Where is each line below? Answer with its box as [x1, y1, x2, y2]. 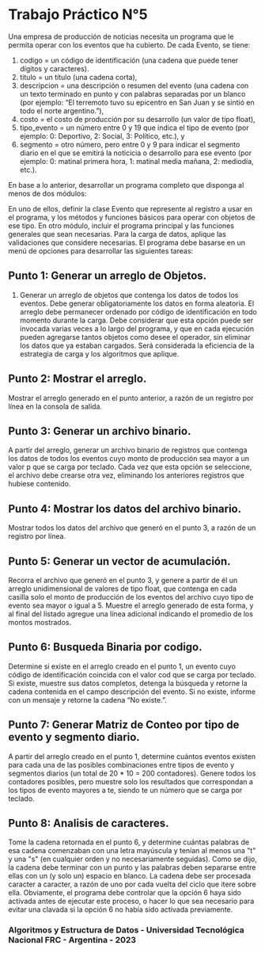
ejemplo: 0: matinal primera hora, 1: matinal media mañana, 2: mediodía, [19, 156, 255, 166]
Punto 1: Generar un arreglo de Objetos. [8, 269, 207, 283]
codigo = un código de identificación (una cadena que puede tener [19, 55, 239, 65]
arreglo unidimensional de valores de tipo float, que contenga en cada [8, 584, 237, 593]
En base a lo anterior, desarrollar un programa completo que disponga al [8, 180, 244, 189]
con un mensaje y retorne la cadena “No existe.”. [8, 695, 168, 704]
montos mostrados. [8, 618, 72, 627]
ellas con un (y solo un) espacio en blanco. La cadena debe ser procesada [8, 871, 252, 881]
